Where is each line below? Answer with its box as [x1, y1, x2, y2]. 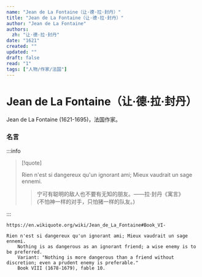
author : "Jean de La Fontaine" [6, 20, 87, 26]
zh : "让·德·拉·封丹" [12, 32, 60, 38]
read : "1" [6, 60, 32, 66]
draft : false [6, 55, 40, 61]
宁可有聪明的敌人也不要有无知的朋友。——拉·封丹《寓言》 [36, 190, 184, 197]
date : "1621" [6, 37, 40, 44]
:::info [6, 147, 21, 154]
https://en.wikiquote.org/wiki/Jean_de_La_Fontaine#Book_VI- [6, 222, 166, 228]
